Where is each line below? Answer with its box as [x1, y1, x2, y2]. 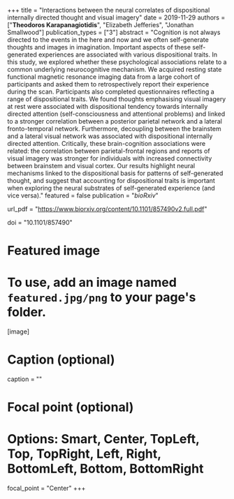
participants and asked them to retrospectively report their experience [7, 80, 210, 88]
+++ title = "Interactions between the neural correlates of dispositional [7, 6, 210, 14]
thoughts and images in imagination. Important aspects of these [7, 43, 191, 51]
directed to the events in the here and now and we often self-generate [7, 36, 210, 44]
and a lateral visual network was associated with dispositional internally [7, 132, 213, 140]
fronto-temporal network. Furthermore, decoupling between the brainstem [7, 125, 221, 133]
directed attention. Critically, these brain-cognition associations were [7, 140, 206, 147]
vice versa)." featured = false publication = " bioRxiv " [7, 191, 159, 200]
